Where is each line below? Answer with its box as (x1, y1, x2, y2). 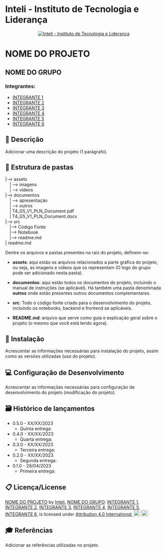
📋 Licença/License (5, 483, 66, 492)
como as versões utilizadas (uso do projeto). (5, 353, 97, 359)
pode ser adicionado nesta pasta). (12, 270, 83, 276)
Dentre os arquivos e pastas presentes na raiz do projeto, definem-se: (5, 250, 150, 256)
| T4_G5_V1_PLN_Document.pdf (9, 208, 74, 214)
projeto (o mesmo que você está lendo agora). (12, 320, 108, 326)
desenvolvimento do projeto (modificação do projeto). (5, 390, 116, 396)
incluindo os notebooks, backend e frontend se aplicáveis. (12, 305, 133, 311)
